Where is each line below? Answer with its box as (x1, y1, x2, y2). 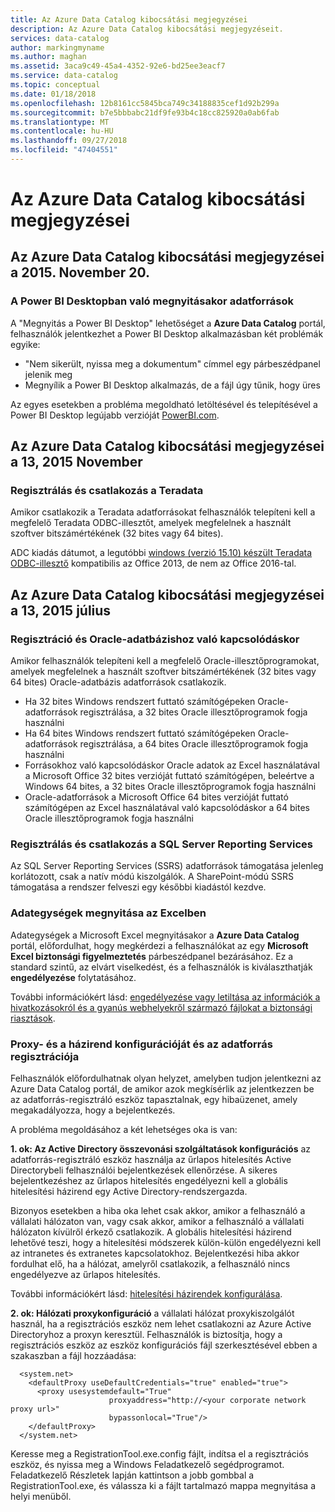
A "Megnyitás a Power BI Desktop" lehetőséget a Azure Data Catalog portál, (10, 317, 326, 329)
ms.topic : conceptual (10, 80, 101, 90)
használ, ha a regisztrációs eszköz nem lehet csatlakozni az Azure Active (10, 1318, 312, 1330)
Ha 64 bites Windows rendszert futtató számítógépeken (24, 727, 256, 740)
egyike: (10, 338, 41, 350)
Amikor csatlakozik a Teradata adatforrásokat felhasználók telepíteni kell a (10, 506, 316, 518)
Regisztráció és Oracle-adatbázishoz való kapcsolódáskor (10, 632, 300, 646)
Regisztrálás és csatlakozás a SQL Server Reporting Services (10, 837, 313, 851)
